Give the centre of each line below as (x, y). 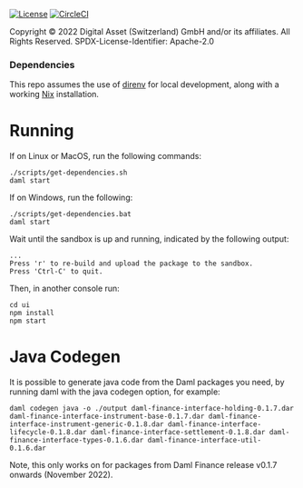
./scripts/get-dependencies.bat (70, 214)
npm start (28, 321)
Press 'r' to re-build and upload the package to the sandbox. (132, 264)
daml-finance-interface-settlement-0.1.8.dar (178, 433)
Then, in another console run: (64, 289)
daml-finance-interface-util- (204, 441)
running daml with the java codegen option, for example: (115, 392)
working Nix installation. (54, 95)
